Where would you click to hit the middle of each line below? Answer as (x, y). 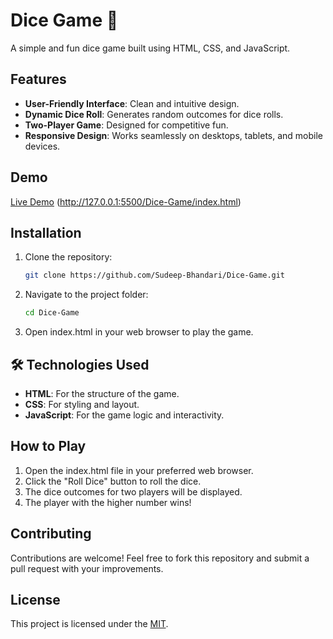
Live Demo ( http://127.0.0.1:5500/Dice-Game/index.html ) (126, 201)
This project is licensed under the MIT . (89, 624)
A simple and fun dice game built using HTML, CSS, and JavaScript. (150, 48)
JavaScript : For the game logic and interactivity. (124, 415)
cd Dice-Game (52, 313)
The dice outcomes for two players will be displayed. (133, 491)
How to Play (48, 446)
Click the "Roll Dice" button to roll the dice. (113, 481)
